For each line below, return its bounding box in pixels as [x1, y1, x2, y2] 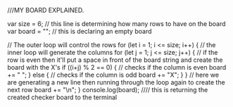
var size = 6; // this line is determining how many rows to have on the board [7, 20, 227, 27]
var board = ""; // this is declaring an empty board [7, 27, 152, 35]
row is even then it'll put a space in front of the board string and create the [7, 56, 223, 64]
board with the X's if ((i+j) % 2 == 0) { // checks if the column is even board [7, 63, 227, 71]
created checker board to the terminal [7, 93, 118, 101]
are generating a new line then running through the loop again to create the [7, 78, 225, 87]
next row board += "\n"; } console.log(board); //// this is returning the [7, 86, 208, 94]
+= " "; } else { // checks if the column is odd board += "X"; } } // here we [7, 70, 220, 79]
